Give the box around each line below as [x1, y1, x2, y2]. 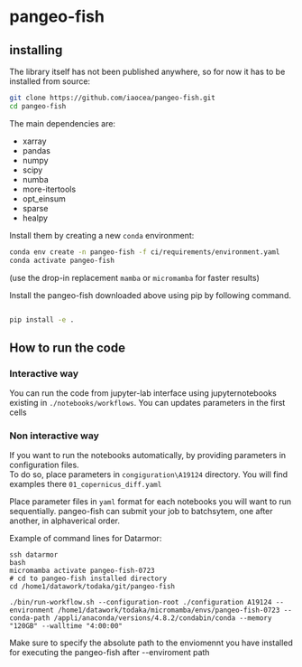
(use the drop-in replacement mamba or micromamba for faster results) [9, 272, 260, 283]
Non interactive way [9, 429, 99, 442]
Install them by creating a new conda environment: [9, 230, 195, 240]
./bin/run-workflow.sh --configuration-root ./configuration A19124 [9, 598, 272, 607]
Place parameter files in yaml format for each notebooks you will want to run [9, 496, 292, 507]
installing [9, 42, 63, 58]
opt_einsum [22, 193, 66, 204]
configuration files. [9, 459, 79, 471]
